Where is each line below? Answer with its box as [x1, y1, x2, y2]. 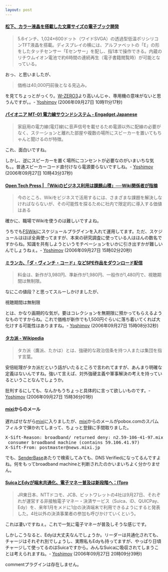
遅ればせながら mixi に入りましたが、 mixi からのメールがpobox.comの [5, 418, 146, 424]
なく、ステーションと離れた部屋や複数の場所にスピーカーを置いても [17, 130, 157, 136]
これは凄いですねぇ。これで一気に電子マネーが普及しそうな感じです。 [5, 521, 149, 527]
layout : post [5, 7, 32, 13]
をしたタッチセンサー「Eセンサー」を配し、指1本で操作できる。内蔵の [17, 48, 162, 54]
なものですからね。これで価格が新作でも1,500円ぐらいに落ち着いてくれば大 [5, 316, 161, 322]
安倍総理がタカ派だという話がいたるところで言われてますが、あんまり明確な [5, 364, 162, 370]
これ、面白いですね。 [5, 147, 49, 153]
